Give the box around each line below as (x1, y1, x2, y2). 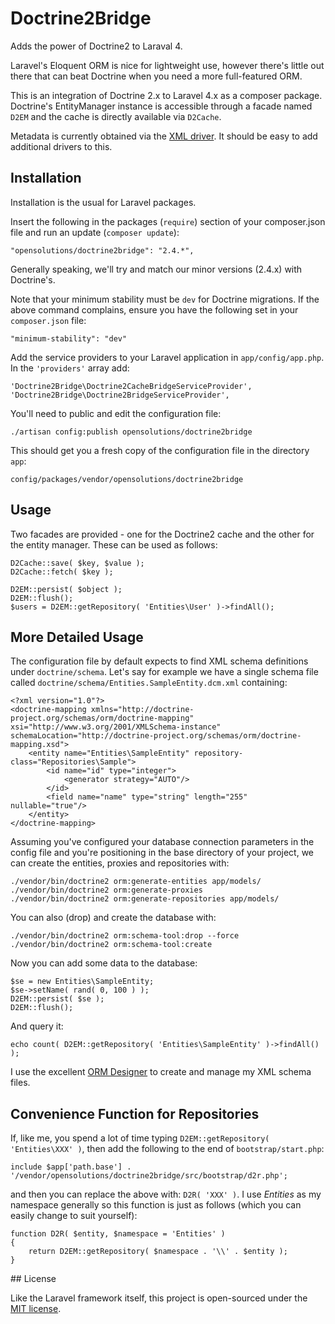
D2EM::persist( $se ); (10, 994, 105, 1004)
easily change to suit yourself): (10, 1210, 138, 1222)
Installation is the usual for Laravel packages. (10, 196, 197, 208)
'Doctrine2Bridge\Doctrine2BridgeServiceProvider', (10, 390, 230, 400)
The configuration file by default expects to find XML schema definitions (10, 655, 309, 667)
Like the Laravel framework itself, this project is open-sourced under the (10, 1292, 308, 1304)
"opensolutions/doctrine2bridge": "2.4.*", (10, 245, 195, 256)
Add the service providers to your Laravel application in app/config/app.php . (10, 351, 325, 363)
